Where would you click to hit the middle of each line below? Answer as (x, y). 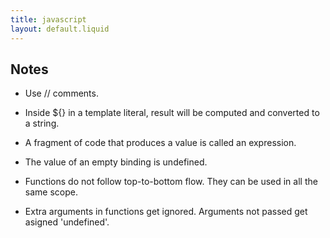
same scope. (51, 192)
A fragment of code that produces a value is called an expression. (160, 143)
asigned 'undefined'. (67, 222)
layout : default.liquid (60, 29)
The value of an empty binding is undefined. (116, 162)
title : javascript (48, 19)
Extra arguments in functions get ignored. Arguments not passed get (166, 212)
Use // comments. (61, 93)
